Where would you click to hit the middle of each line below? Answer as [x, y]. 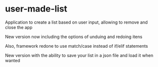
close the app [19, 27]
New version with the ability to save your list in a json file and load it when [79, 55]
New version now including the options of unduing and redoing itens [74, 37]
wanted [13, 60]
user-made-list [36, 9]
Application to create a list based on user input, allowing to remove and [76, 22]
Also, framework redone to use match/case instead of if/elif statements [77, 46]
